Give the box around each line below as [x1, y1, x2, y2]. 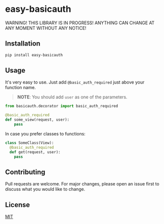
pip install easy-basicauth [5, 52, 63, 57]
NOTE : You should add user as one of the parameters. [17, 94, 127, 100]
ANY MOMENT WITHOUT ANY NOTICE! [5, 25, 86, 31]
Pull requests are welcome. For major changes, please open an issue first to [5, 181, 160, 187]
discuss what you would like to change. [5, 186, 85, 192]
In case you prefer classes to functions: [5, 131, 85, 136]
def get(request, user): [9, 149, 61, 154]
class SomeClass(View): [5, 140, 54, 145]
